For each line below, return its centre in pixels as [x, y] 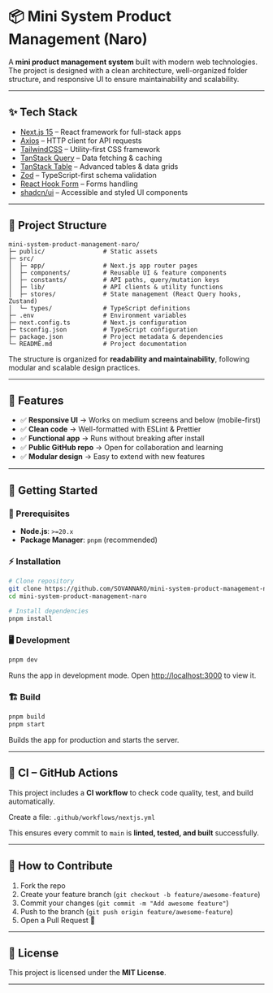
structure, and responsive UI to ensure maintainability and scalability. [124, 79]
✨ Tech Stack [43, 113]
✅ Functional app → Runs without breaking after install [112, 438]
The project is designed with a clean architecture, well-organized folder [128, 70]
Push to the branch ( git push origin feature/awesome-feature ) [126, 911]
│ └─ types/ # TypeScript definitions [100, 308]
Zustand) [23, 301]
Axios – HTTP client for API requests [81, 141]
